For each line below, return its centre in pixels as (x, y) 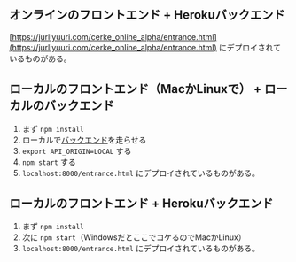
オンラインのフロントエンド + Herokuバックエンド (147, 15)
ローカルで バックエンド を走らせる (84, 140)
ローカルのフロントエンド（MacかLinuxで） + (136, 89)
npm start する (49, 162)
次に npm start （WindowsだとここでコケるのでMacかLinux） (134, 237)
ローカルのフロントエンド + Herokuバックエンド (141, 204)
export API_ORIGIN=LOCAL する (77, 150)
